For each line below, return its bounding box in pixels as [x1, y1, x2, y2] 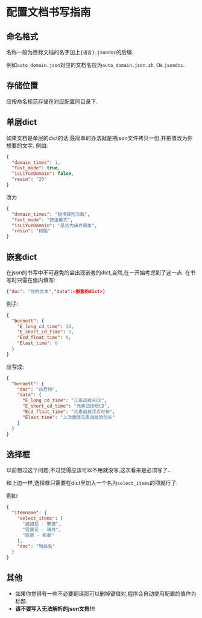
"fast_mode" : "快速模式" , [11, 216, 74, 223]
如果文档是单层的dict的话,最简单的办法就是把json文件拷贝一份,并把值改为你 [6, 134, 193, 142]
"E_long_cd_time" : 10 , [17, 323, 74, 329]
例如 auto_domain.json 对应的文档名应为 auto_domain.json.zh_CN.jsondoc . [6, 61, 185, 68]
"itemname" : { [11, 510, 47, 516]
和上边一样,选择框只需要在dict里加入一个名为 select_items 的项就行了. [6, 479, 178, 487]
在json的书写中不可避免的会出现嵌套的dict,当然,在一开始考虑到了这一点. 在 [6, 269, 191, 276]
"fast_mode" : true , [11, 165, 61, 171]
